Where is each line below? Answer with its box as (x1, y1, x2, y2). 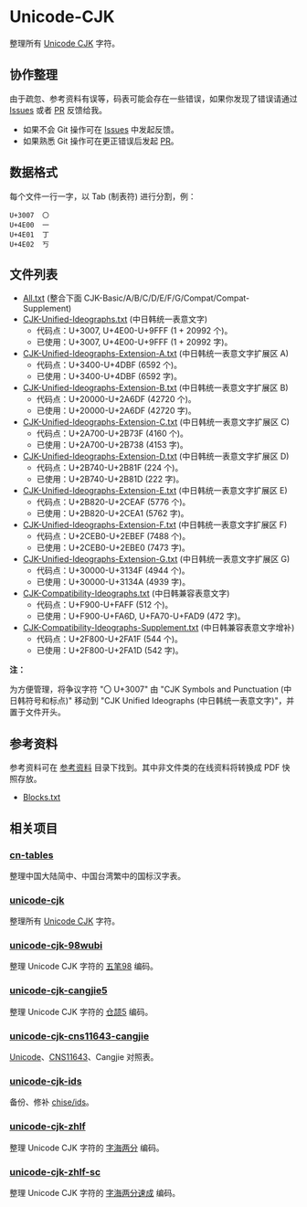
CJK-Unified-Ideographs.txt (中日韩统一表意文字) (22, 313, 208, 325)
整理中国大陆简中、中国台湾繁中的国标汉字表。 (9, 870, 185, 881)
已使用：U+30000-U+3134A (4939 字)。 (36, 577, 190, 588)
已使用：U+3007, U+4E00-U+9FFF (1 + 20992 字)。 (36, 336, 233, 348)
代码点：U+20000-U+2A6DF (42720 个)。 (36, 394, 196, 405)
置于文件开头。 (9, 706, 66, 718)
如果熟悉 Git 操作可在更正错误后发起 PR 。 (22, 135, 179, 146)
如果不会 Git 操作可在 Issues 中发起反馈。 (22, 123, 180, 134)
